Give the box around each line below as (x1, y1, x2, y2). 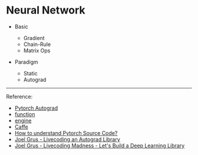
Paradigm (14, 58, 38, 65)
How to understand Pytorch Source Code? (14, 129, 118, 136)
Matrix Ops (23, 47, 51, 54)
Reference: (6, 93, 33, 100)
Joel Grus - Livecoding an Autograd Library (14, 136, 121, 143)
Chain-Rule (23, 41, 51, 48)
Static (23, 70, 38, 77)
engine (14, 117, 32, 124)
